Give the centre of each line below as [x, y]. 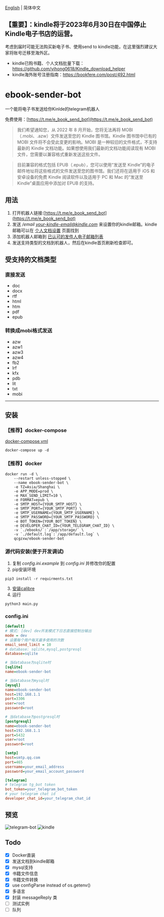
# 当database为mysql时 [27, 680]
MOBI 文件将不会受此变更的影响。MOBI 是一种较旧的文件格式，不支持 [87, 142]
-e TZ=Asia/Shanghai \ [37, 487]
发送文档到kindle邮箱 [33, 861]
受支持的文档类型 [31, 259]
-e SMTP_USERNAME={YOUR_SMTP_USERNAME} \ [56, 512]
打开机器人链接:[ [29, 213]
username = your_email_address [35, 767]
